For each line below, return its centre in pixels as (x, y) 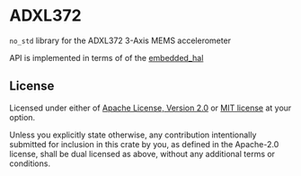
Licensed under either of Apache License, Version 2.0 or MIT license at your (150, 108)
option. (22, 117)
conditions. (30, 163)
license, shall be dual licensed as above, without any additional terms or (142, 154)
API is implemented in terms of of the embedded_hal (106, 57)
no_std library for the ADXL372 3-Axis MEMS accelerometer (120, 40)
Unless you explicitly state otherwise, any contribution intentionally (133, 135)
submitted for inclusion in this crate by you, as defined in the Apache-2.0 (144, 144)
